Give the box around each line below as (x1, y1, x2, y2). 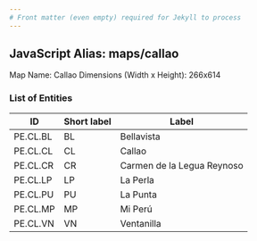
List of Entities (9, 92, 73, 104)
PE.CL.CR (13, 159, 54, 171)
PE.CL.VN (13, 217, 55, 229)
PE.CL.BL (13, 130, 53, 143)
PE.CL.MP (13, 203, 55, 215)
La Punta (120, 188, 158, 201)
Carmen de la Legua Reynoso (120, 159, 244, 171)
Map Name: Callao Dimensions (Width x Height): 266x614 (9, 70, 221, 80)
